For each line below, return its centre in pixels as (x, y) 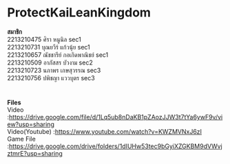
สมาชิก (15, 32)
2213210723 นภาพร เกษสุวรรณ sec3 (54, 70)
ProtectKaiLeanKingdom (79, 13)
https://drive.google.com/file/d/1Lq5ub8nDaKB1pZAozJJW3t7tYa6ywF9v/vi (116, 117)
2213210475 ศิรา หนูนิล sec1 (44, 39)
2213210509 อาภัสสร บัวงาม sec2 (50, 62)
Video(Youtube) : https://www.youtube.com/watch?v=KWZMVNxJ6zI (104, 132)
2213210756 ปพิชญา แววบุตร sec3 (51, 78)
